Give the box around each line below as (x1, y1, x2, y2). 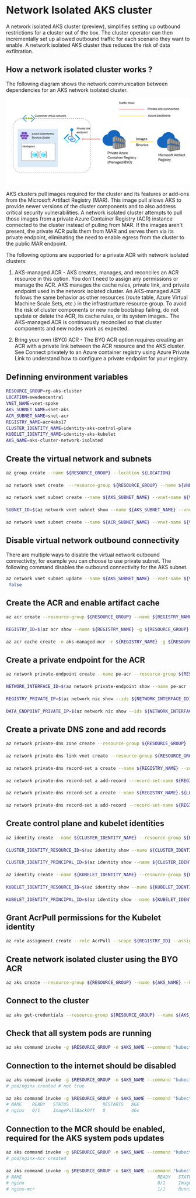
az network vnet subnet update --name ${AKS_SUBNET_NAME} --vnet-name (6, 576, 181, 581)
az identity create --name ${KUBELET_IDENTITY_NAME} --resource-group (6, 872, 181, 878)
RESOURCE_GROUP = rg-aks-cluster (6, 388, 82, 394)
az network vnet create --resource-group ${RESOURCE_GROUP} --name (6, 482, 176, 488)
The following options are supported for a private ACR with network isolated (6, 252, 189, 259)
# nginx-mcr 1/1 (6, 1186, 166, 1192)
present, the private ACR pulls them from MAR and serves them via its (6, 228, 174, 235)
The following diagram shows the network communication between (6, 80, 168, 87)
